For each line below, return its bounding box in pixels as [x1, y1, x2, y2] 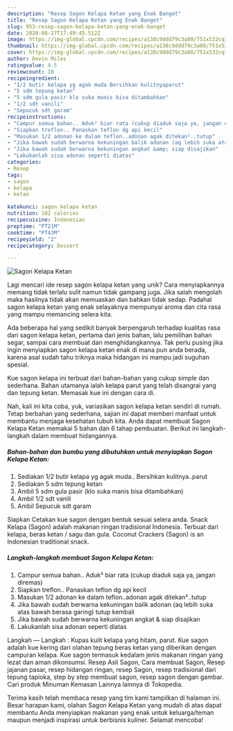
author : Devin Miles [7, 56, 67, 62]
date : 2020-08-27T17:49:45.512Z [7, 29, 101, 37]
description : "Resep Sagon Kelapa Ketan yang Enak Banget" [7, 10, 182, 17]
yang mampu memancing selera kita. [7, 310, 113, 319]
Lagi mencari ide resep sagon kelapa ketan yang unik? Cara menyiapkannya [7, 280, 225, 289]
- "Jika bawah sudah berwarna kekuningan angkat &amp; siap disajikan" [7, 146, 218, 153]
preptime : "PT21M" [7, 223, 60, 230]
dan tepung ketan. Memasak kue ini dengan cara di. [7, 389, 155, 397]
